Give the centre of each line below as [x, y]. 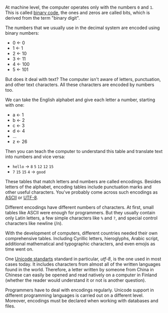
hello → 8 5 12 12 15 [33, 166]
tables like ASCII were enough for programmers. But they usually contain [80, 213]
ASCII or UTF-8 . [22, 198]
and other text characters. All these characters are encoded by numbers [80, 85]
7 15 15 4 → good [29, 172]
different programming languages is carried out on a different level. [74, 295]
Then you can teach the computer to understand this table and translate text [84, 151]
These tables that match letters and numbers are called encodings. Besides [83, 181]
